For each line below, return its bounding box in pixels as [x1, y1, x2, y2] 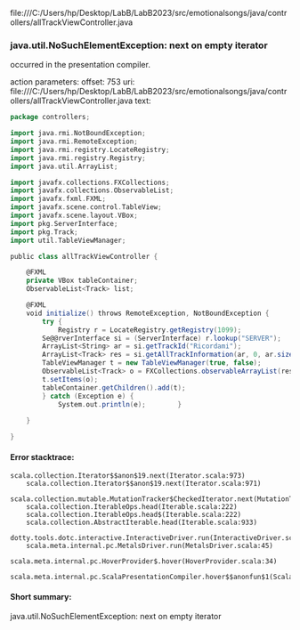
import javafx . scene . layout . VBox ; [10, 211, 139, 221]
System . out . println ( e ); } [57, 400, 182, 408]
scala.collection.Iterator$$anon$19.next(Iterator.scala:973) [10, 472, 246, 481]
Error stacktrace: [10, 451, 75, 462]
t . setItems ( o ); [42, 375, 99, 384]
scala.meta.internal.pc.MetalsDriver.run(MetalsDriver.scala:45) [26, 542, 274, 551]
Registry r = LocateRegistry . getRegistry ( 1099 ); [57, 325, 242, 335]
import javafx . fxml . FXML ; [10, 195, 106, 204]
